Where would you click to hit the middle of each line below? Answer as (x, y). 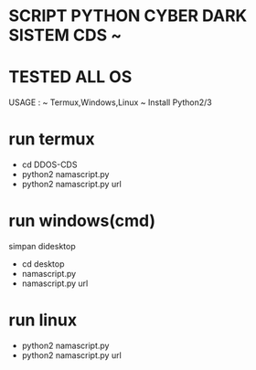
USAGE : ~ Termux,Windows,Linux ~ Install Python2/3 (110, 102)
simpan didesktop (43, 246)
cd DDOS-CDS (49, 164)
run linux (43, 320)
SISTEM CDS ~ (65, 35)
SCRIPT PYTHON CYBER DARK (128, 16)
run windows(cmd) (82, 221)
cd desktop (43, 264)
